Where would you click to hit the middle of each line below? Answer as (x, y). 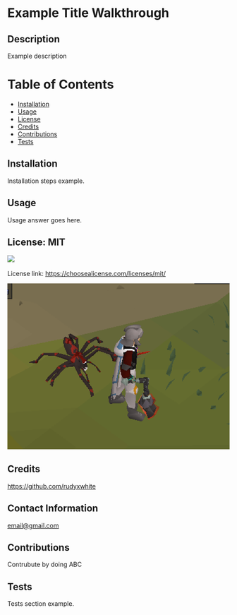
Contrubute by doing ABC (45, 565)
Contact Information (53, 509)
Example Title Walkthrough (88, 13)
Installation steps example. (46, 181)
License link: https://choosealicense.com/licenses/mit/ (87, 274)
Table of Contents (61, 84)
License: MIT (36, 242)
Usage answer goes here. (45, 220)
